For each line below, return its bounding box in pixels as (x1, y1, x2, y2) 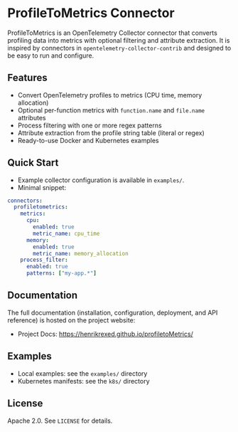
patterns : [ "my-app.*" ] (26, 270, 97, 277)
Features (7, 72, 48, 84)
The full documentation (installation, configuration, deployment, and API (7, 308, 218, 317)
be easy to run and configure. (7, 51, 94, 60)
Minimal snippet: (17, 183, 66, 191)
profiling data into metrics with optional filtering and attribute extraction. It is (7, 36, 230, 44)
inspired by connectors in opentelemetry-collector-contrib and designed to (7, 43, 232, 52)
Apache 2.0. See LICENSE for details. (7, 416, 113, 425)
